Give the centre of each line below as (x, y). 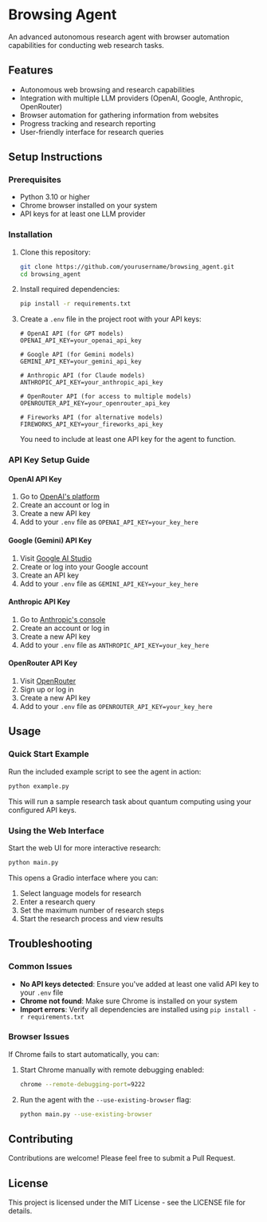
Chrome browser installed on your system (88, 206)
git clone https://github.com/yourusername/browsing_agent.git (127, 266)
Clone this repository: (55, 252)
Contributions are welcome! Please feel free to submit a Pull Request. (122, 1158)
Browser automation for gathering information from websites (119, 115)
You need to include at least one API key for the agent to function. (128, 440)
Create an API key (49, 575)
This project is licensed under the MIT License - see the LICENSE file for (127, 1203)
